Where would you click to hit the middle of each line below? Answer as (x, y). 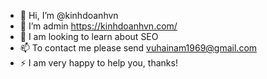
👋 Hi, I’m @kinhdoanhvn (69, 15)
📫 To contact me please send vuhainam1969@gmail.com (138, 48)
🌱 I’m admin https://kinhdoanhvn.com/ (98, 26)
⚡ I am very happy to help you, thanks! (98, 63)
